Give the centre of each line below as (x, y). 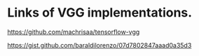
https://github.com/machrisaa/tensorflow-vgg (74, 32)
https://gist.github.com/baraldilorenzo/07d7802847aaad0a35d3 (99, 45)
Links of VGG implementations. (100, 13)
